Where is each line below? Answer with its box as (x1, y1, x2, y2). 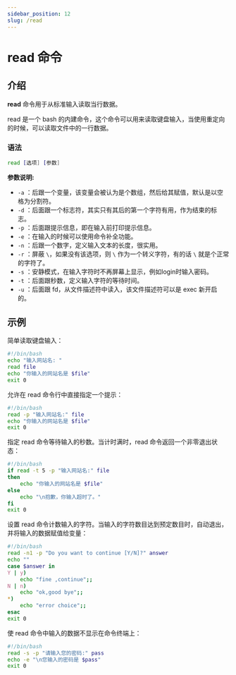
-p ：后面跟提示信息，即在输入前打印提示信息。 (17, 223, 156, 231)
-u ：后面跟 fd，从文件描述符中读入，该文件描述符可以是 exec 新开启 (17, 285, 218, 293)
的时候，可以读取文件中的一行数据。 (7, 123, 113, 132)
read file (7, 364, 37, 371)
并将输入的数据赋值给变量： (7, 529, 88, 537)
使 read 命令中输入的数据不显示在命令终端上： (7, 628, 142, 637)
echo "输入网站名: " (7, 357, 62, 364)
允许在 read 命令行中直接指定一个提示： (7, 390, 123, 399)
